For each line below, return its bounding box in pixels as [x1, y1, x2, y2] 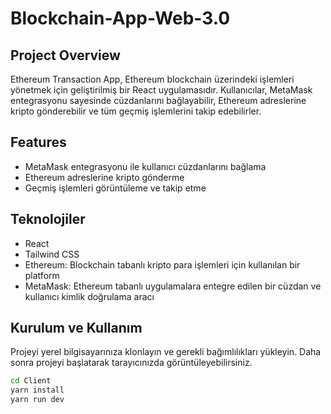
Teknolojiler [10, 211, 86, 228]
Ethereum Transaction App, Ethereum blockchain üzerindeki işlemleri [10, 73, 295, 85]
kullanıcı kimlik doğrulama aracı [24, 290, 155, 302]
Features [10, 134, 67, 151]
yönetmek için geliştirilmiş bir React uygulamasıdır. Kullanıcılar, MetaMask [10, 84, 313, 96]
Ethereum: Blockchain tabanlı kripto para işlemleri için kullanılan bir [24, 258, 301, 271]
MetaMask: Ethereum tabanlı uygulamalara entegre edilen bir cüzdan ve [24, 280, 322, 292]
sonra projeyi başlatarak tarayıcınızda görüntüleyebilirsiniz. [10, 357, 253, 369]
